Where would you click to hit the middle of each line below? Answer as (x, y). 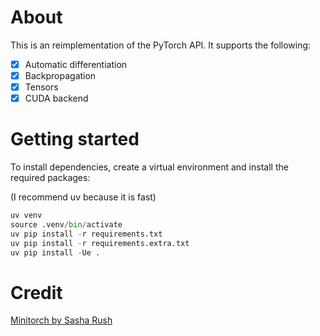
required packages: (50, 178)
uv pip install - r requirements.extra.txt (100, 243)
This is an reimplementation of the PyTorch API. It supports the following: (161, 45)
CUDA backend (56, 98)
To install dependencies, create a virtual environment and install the (149, 167)
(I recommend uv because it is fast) (83, 197)
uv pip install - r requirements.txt (86, 234)
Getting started (75, 139)
